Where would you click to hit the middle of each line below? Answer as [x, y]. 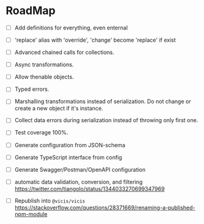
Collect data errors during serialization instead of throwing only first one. [106, 120]
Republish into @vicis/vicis [50, 201]
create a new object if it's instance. [59, 109]
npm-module [31, 214]
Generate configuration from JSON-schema [70, 145]
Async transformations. [44, 64]
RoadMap [31, 11]
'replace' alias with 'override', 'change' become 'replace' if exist [95, 40]
